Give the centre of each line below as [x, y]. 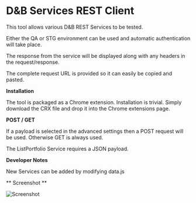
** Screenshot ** [27, 183]
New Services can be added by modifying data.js [65, 171]
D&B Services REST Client [70, 11]
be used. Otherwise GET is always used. [55, 137]
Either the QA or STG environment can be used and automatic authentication [98, 38]
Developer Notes [27, 160]
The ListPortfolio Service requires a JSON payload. [67, 149]
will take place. [24, 44]
